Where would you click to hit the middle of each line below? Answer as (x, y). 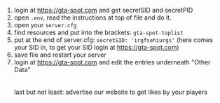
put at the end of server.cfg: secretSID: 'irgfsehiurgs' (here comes (114, 40)
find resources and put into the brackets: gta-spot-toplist (98, 32)
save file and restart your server (60, 55)
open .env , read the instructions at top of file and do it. (92, 18)
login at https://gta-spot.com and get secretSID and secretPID (103, 10)
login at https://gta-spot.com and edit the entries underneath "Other (112, 62)
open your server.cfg (45, 25)
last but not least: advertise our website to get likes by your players (111, 92)
